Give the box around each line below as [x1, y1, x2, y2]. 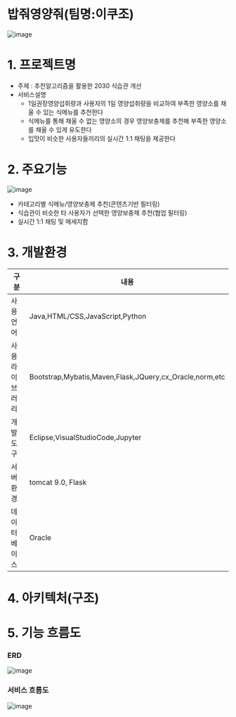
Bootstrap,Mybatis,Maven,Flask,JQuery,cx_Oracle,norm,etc [29, 372, 225, 382]
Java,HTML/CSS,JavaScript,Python [29, 311, 147, 321]
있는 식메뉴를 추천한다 [43, 108, 103, 116]
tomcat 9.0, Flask [29, 477, 87, 487]
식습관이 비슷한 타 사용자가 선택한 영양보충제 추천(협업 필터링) [17, 208, 188, 217]
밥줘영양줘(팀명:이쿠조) [7, 6, 135, 22]
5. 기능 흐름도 [7, 625, 81, 641]
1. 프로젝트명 [7, 57, 76, 73]
